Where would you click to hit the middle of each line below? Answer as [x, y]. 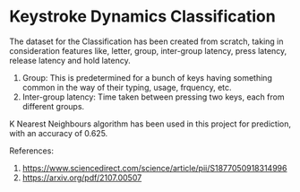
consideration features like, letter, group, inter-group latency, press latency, [148, 50]
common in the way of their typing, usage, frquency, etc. [127, 87]
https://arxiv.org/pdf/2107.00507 [82, 178]
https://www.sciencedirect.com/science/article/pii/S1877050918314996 [154, 168]
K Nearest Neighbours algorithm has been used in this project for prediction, [150, 124]
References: [31, 151]
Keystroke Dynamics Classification [142, 17]
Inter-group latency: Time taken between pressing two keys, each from [153, 97]
